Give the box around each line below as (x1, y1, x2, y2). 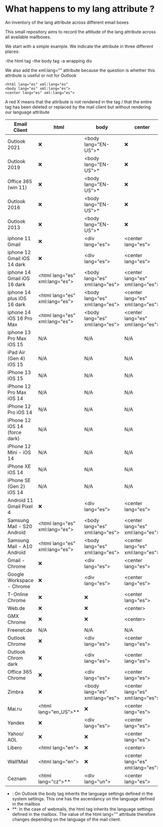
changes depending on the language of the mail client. (12, 816, 121, 822)
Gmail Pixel (7, 503, 33, 510)
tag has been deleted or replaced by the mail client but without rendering (5, 104, 151, 110)
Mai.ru (7, 705, 22, 712)
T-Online (7, 591, 28, 598)
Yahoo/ (7, 730, 24, 737)
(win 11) (7, 184, 27, 191)
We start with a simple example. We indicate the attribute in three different (5, 43, 154, 49)
